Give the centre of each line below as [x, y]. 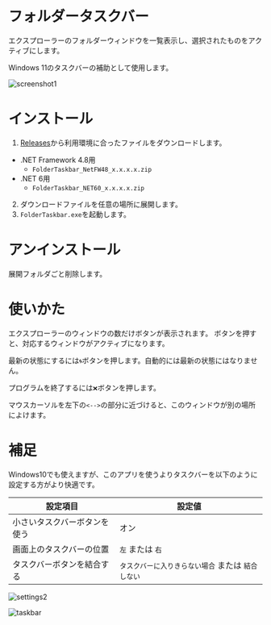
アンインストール [65, 250]
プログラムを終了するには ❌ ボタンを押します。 [85, 387]
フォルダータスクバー [79, 17]
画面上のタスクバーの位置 [61, 549]
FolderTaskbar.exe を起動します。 [75, 214]
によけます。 [29, 415]
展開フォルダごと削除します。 [58, 273]
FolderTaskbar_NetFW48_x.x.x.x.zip [92, 169]
